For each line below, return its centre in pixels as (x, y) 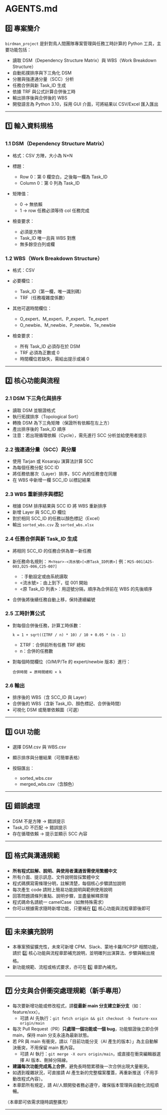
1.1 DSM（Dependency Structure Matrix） (56, 144)
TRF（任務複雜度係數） (43, 297)
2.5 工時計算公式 (25, 613)
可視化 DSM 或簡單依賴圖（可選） (47, 710)
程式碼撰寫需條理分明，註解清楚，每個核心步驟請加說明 (69, 883)
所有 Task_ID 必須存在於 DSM (50, 346)
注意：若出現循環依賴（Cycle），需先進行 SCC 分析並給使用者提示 (80, 435)
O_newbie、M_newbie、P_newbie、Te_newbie (68, 325)
